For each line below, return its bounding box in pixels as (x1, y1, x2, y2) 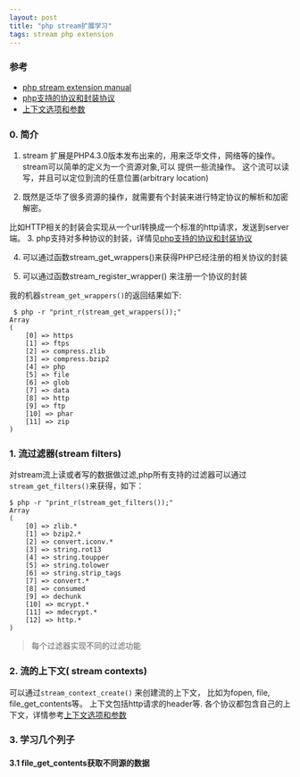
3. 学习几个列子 (9, 734, 76, 747)
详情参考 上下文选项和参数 (32, 709, 127, 720)
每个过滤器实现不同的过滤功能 (30, 640, 141, 651)
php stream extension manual (21, 81, 132, 92)
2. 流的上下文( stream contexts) (9, 665, 147, 678)
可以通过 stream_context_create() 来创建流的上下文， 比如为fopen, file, (9, 687, 271, 697)
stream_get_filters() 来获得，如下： (9, 480, 145, 492)
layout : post (9, 13, 58, 22)
